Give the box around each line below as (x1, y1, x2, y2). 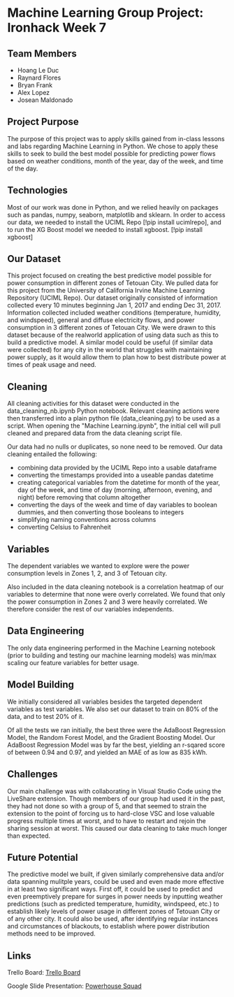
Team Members (7, 48, 77, 59)
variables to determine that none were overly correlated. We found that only (7, 590, 226, 599)
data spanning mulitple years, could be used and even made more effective (7, 878, 225, 886)
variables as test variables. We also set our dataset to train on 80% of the (7, 704, 219, 713)
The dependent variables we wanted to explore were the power (7, 562, 190, 570)
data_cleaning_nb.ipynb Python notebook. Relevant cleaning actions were (7, 407, 220, 415)
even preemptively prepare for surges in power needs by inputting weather (7, 892, 224, 901)
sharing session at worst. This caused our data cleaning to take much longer (7, 824, 228, 832)
